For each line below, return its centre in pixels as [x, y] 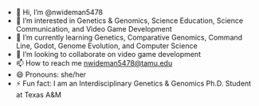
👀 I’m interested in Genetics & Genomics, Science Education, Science [129, 21]
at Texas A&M [39, 95]
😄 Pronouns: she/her [51, 74]
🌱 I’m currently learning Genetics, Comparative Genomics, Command [129, 37]
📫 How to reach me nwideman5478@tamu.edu [94, 63]
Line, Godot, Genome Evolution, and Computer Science [106, 46]
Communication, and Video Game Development [94, 29]
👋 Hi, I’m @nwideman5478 [59, 12]
